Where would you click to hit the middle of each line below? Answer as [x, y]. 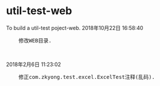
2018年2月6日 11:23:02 [34, 64]
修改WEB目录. [35, 40]
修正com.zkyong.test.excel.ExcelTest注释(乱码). [87, 77]
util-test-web [39, 11]
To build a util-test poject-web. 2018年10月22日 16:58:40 [75, 28]
